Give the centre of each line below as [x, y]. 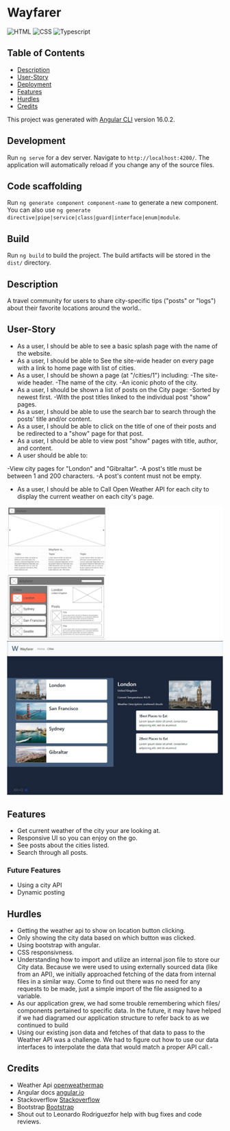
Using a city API [39, 885]
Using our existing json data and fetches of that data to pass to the [111, 1032]
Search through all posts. [52, 852]
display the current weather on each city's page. [85, 496]
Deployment [34, 84]
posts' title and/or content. [54, 419]
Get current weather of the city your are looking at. [89, 830]
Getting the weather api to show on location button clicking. [101, 931]
